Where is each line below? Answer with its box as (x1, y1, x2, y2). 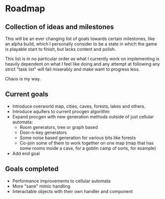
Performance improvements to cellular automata (12, 178, 111, 184)
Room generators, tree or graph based (19, 124, 98, 130)
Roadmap (5, 3, 45, 14)
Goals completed (5, 165, 59, 173)
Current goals (5, 90, 48, 99)
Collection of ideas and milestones (5, 23, 114, 31)
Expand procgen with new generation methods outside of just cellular (12, 114, 154, 119)
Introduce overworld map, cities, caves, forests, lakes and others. (12, 103, 146, 109)
